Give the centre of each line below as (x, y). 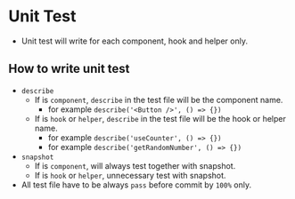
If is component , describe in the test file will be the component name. (159, 99)
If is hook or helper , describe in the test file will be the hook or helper (160, 118)
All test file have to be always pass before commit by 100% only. (136, 185)
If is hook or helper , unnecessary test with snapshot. (130, 175)
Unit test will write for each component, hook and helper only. (135, 41)
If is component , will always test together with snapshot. (135, 165)
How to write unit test (69, 69)
